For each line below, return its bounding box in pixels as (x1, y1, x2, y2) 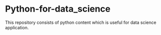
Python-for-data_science (5, 3, 111, 15)
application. (5, 24, 29, 30)
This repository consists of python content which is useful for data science (5, 19, 157, 25)
